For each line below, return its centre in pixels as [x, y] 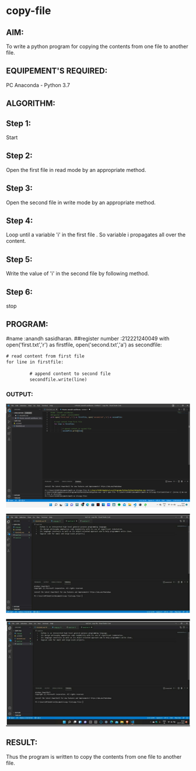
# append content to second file [70, 374]
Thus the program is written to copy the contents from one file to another [94, 756]
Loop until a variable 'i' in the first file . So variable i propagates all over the [96, 235]
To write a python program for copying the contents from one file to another [97, 46]
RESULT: [22, 743]
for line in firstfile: [35, 362]
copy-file [29, 11]
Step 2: [20, 156]
